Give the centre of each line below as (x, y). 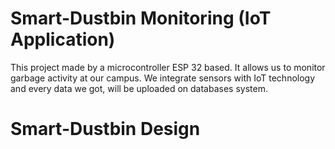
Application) (63, 39)
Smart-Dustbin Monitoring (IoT (141, 18)
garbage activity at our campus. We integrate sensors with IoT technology (163, 78)
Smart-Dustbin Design (105, 129)
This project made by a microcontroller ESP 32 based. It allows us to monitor (168, 67)
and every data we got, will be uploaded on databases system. (139, 88)
